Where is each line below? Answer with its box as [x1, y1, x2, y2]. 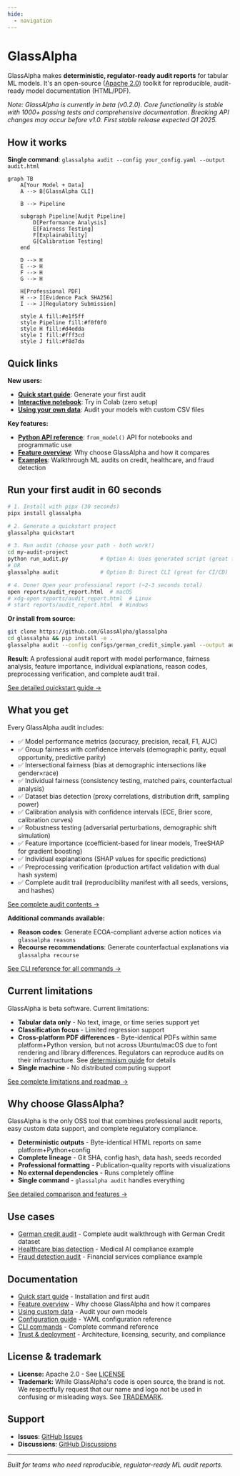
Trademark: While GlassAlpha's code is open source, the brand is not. [17, 1377, 226, 1386]
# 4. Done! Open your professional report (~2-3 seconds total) [7, 582, 203, 589]
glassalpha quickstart [7, 529, 75, 537]
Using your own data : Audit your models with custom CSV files [17, 405, 205, 414]
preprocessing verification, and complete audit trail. [7, 669, 159, 678]
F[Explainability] [33, 231, 88, 239]
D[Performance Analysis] [33, 219, 107, 226]
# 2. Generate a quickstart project [7, 522, 116, 529]
